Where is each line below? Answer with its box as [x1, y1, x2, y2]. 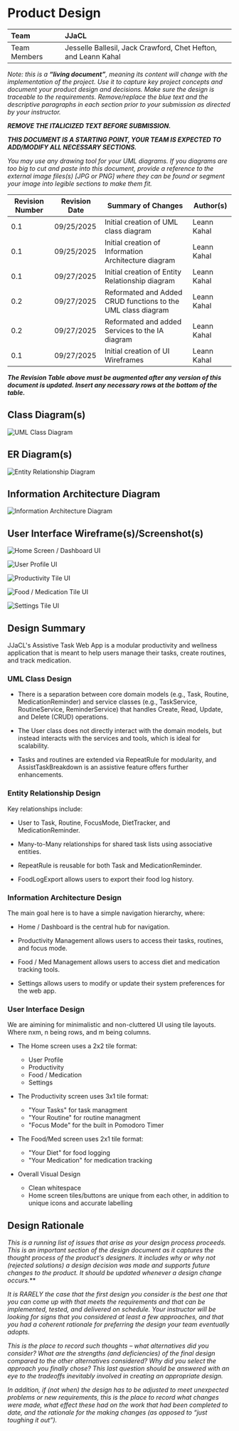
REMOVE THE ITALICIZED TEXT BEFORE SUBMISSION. [7, 121, 171, 130]
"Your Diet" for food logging [28, 1149, 110, 1157]
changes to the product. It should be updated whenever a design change [7, 1269, 222, 1277]
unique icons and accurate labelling [28, 1199, 133, 1208]
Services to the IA [104, 325, 164, 335]
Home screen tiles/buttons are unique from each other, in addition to [28, 1191, 229, 1200]
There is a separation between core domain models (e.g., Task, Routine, [17, 690, 229, 699]
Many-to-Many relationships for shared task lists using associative [17, 840, 213, 848]
